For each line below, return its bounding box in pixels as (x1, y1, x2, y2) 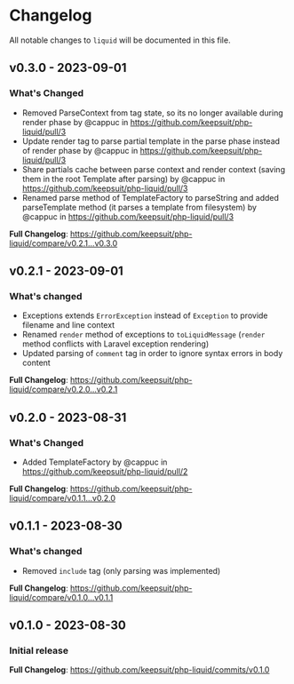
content (21, 357, 51, 369)
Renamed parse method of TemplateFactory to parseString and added (21, 192, 280, 203)
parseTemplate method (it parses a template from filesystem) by (21, 202, 258, 212)
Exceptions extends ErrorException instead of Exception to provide (21, 310, 268, 321)
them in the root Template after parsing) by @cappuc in (21, 173, 226, 184)
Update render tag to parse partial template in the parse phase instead (21, 135, 281, 147)
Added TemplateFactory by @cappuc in (21, 457, 168, 467)
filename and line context (21, 320, 115, 330)
